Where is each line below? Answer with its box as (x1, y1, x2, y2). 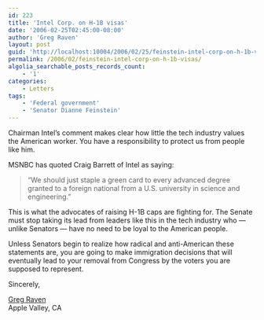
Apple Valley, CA (8, 303, 62, 312)
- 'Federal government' (22, 99, 101, 107)
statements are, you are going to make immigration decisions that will (8, 248, 233, 256)
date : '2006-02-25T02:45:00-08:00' (8, 26, 125, 34)
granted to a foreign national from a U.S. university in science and (27, 184, 240, 193)
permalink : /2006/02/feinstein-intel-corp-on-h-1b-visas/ (8, 56, 202, 64)
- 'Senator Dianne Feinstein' (22, 107, 122, 115)
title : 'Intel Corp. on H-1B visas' (8, 19, 128, 27)
